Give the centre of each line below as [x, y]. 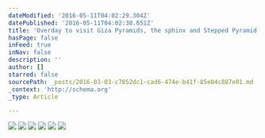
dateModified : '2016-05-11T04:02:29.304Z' [79, 15]
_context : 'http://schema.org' [60, 89]
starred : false [33, 75]
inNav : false [30, 52]
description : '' [35, 60]
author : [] [26, 67]
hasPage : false [33, 38]
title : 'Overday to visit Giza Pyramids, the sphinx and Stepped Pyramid [133, 30]
